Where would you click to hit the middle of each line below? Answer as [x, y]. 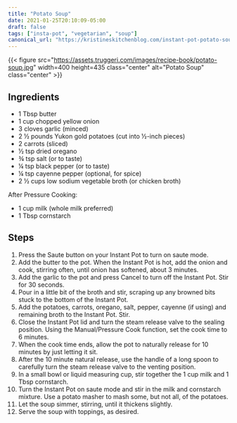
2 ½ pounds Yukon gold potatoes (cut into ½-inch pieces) [102, 136]
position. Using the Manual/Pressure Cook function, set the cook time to [123, 329]
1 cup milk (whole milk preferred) [66, 208]
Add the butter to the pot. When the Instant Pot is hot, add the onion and [123, 262]
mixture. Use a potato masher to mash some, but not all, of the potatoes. [123, 396]
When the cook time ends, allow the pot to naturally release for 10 [113, 344]
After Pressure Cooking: [43, 195]
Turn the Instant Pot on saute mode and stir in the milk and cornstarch [119, 389]
